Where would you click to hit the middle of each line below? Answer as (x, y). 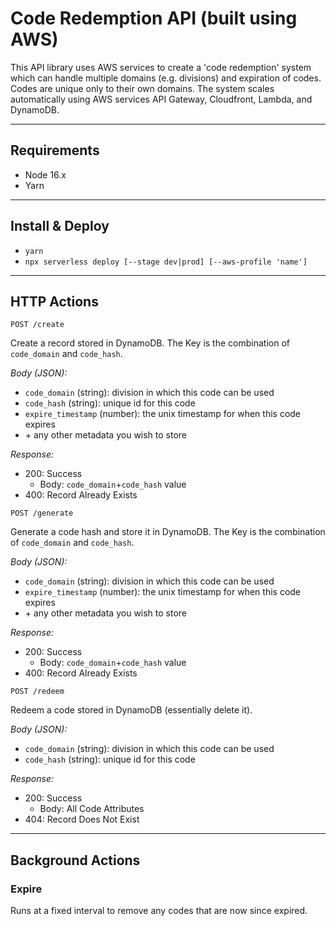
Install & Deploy (60, 226)
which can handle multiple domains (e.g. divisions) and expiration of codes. (166, 78)
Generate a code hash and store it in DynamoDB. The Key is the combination (168, 532)
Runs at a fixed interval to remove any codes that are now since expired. (159, 911)
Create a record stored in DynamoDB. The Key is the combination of (150, 343)
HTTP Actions (54, 301)
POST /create (37, 325)
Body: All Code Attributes (92, 809)
